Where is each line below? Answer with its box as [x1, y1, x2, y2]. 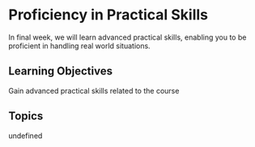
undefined [8, 131, 43, 141]
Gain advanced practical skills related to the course [8, 86, 180, 95]
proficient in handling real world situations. [8, 40, 151, 50]
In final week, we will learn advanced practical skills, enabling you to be [8, 32, 247, 42]
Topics [8, 109, 44, 123]
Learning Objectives [8, 65, 113, 78]
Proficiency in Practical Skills [8, 6, 209, 24]
